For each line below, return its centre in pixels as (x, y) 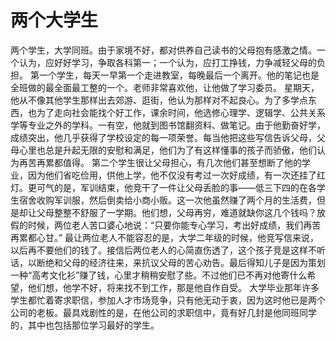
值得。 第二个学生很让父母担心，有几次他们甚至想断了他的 (182, 162)
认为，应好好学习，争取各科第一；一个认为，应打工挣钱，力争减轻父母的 (167, 62)
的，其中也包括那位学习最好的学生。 (85, 325)
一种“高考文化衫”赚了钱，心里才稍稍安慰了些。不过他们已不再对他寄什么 (159, 275)
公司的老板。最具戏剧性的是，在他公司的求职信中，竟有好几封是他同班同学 (163, 312)
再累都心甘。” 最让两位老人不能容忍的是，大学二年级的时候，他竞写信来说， (165, 237)
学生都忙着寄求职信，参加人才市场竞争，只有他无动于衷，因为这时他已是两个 (168, 300)
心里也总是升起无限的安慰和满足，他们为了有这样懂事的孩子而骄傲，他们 (167, 150)
